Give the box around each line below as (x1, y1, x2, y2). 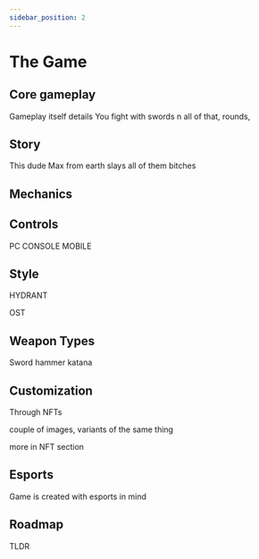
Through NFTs (9, 407, 63, 418)
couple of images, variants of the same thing (9, 424, 174, 435)
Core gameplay (9, 87, 96, 103)
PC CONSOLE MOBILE (9, 241, 92, 251)
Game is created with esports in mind (9, 491, 147, 502)
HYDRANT (9, 290, 48, 301)
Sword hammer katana (9, 357, 93, 368)
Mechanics (9, 186, 73, 201)
